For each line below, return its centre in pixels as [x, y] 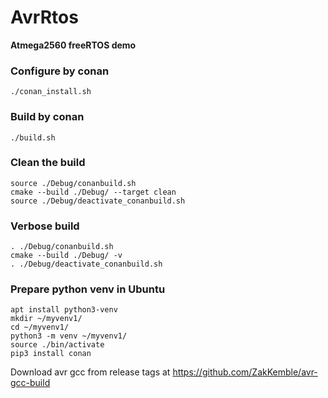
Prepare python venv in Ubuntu [88, 289]
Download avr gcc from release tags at [90, 372]
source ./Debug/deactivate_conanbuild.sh [98, 201]
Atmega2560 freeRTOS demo [73, 45]
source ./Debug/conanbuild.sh [73, 183]
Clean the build [48, 163]
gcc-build [30, 383]
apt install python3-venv [64, 310]
